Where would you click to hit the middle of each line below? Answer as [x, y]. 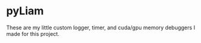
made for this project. [33, 33]
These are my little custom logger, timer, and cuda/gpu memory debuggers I [101, 27]
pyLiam [25, 11]
